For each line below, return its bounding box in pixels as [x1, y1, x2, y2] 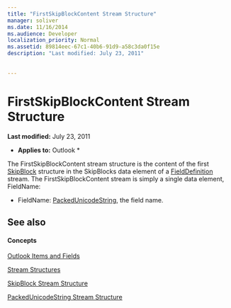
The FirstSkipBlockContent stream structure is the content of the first [7, 159, 209, 168]
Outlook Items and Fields [7, 252, 80, 261]
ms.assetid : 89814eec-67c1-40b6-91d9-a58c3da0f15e [7, 43, 160, 50]
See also [7, 216, 46, 228]
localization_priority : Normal [7, 37, 100, 44]
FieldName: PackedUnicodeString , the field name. [17, 195, 164, 204]
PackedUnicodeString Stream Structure [7, 293, 123, 302]
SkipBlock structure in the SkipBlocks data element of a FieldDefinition [7, 167, 213, 176]
